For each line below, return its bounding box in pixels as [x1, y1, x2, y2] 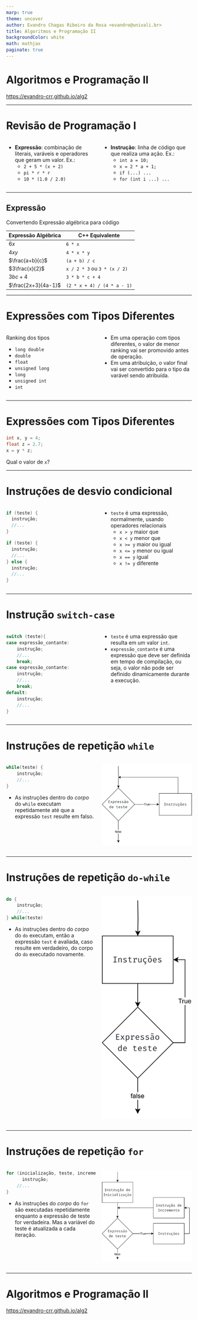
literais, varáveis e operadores [14, 150, 88, 157]
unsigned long [14, 365, 49, 371]
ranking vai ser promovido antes [110, 347, 189, 354]
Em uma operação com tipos [110, 334, 181, 341]
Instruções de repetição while [6, 739, 154, 752]
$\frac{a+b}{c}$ [8, 257, 48, 264]
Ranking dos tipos [6, 334, 50, 341]
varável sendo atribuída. [110, 372, 170, 378]
